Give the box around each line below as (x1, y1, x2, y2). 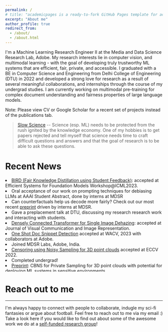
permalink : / (5, 7, 32, 13)
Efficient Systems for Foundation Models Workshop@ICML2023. (5, 183, 138, 189)
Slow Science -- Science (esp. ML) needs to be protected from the (17, 121, 155, 128)
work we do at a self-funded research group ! (5, 320, 98, 326)
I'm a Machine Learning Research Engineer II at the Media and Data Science (5, 49, 162, 55)
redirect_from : (5, 26, 37, 31)
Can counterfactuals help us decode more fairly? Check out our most (11, 199, 154, 205)
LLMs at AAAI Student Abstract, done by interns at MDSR (5, 193, 123, 199)
